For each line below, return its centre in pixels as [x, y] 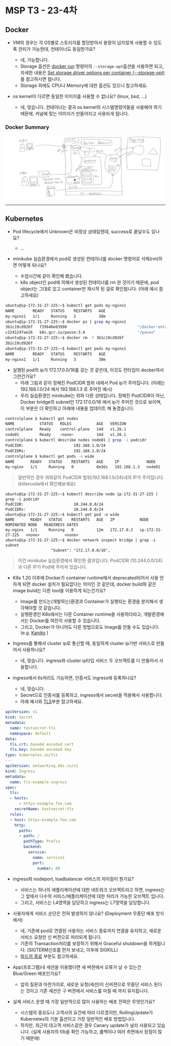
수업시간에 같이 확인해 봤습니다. [51, 276]
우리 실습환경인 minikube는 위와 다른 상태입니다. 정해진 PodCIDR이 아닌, [93, 395]
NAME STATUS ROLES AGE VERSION [66, 424]
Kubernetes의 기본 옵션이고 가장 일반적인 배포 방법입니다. [78, 1019]
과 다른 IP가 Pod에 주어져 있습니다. [52, 567]
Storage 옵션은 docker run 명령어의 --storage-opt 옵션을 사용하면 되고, [92, 66]
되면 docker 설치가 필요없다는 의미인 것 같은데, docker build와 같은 [89, 584]
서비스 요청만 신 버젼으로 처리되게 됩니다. [61, 937]
